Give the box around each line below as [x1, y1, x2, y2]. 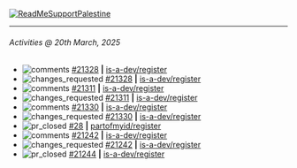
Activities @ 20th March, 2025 [9, 36, 121, 48]
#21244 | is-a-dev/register [68, 149, 165, 159]
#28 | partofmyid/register [68, 120, 162, 132]
